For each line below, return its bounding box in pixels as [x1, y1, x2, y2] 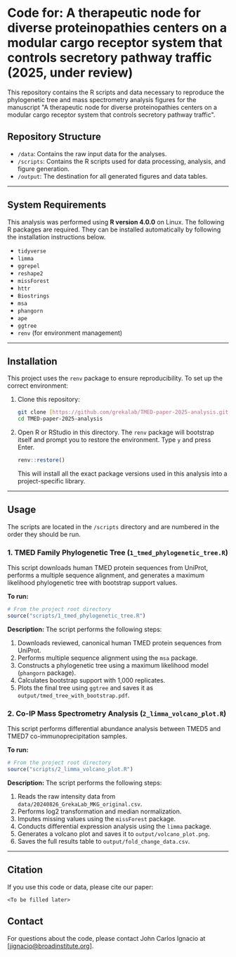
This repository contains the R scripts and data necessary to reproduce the [7, 88, 225, 96]
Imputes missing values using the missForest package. [17, 814, 176, 823]
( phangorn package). [17, 668, 76, 677]
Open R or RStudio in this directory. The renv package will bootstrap [17, 428, 214, 437]
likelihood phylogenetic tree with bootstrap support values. [7, 578, 178, 587]
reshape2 [17, 270, 44, 277]
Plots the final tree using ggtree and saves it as [17, 683, 153, 692]
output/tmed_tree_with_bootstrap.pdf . [17, 691, 130, 699]
